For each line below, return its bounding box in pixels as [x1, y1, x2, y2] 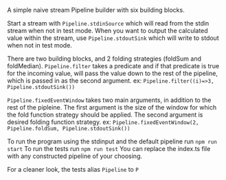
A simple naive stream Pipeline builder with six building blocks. [7, 6, 185, 14]
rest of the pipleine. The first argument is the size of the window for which [7, 103, 217, 111]
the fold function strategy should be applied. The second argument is [7, 110, 203, 119]
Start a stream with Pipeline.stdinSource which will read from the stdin [7, 19, 210, 27]
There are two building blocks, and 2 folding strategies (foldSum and [7, 54, 201, 63]
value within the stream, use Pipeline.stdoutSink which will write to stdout [7, 34, 219, 42]
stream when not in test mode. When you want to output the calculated [7, 27, 208, 34]
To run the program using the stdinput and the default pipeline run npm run [7, 137, 218, 146]
